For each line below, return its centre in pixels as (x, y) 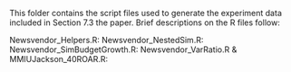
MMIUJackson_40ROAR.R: (59, 59)
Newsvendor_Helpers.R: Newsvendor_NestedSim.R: (107, 40)
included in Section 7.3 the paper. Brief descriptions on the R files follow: (145, 22)
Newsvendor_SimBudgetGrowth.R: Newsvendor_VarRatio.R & (123, 49)
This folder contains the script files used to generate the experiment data (146, 13)
